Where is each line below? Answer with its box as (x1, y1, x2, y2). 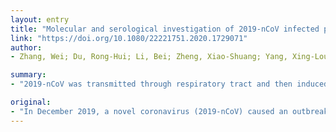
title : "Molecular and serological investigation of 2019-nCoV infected (10, 24, 320, 34)
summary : (10, 70, 47, 80)
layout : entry (10, 14, 70, 25)
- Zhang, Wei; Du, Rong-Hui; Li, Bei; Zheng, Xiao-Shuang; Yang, (10, 52, 288, 62)
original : (10, 97, 52, 107)
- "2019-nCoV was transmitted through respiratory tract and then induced (10, 79, 329, 90)
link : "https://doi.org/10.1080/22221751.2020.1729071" (10, 33, 248, 43)
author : (10, 42, 43, 53)
